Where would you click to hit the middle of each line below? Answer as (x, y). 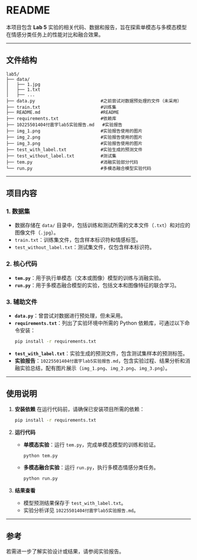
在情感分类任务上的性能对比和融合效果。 (55, 34)
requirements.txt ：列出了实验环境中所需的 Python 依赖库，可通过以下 (99, 323)
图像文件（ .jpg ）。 (37, 233)
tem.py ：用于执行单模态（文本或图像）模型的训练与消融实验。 (89, 278)
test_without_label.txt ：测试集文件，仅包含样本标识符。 (85, 247)
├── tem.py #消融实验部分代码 (72, 162)
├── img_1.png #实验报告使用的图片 (74, 131)
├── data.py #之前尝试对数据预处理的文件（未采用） (94, 101)
